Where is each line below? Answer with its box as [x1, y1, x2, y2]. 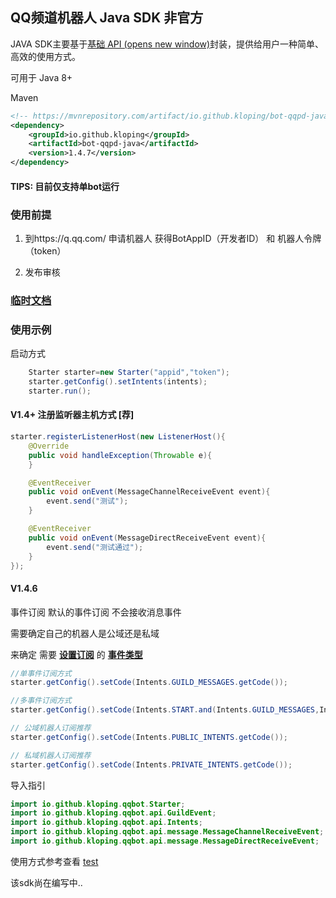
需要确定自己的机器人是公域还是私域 [10, 627, 160, 639]
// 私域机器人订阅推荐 [10, 750, 92, 760]
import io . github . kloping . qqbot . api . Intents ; [10, 818, 203, 828]
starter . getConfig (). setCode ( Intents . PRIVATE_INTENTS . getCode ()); [10, 759, 293, 770]
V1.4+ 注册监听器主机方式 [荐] [10, 409, 135, 421]
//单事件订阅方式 [10, 668, 72, 678]
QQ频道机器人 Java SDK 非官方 [10, 9, 204, 27]
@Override [28, 441, 70, 451]
